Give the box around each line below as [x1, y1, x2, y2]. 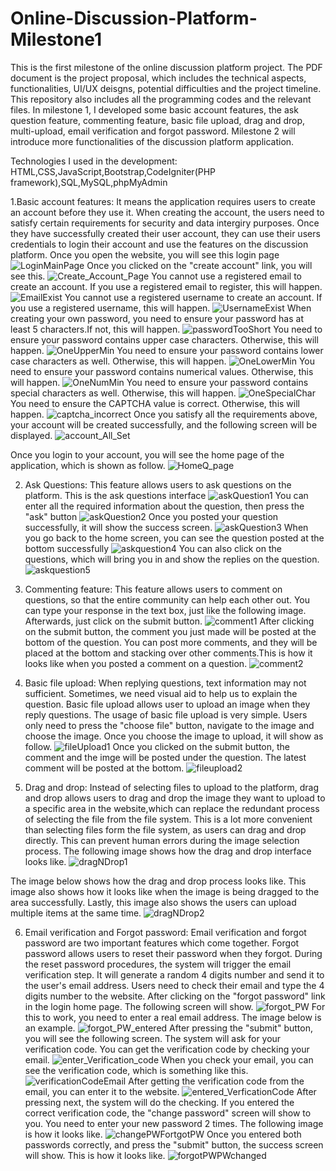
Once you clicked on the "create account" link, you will [86, 259, 313, 271]
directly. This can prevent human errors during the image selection [24, 834, 300, 846]
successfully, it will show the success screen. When [24, 521, 309, 533]
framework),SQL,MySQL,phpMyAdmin [10, 176, 168, 188]
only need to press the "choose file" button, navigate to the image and [24, 719, 315, 731]
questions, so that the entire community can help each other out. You [24, 593, 311, 606]
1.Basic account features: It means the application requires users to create [10, 195, 316, 207]
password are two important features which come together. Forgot [24, 937, 300, 949]
